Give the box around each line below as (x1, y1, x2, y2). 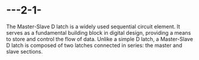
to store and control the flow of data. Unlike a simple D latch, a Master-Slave (6, 35, 194, 42)
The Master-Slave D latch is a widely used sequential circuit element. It (6, 23, 181, 30)
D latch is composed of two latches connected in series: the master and (6, 42, 183, 49)
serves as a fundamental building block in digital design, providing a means (6, 29, 191, 36)
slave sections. (6, 48, 43, 55)
